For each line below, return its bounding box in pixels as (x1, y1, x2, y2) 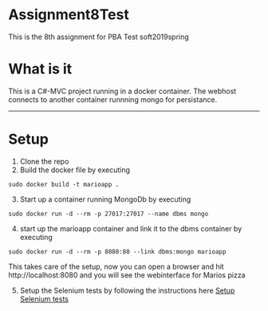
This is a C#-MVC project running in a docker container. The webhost (8, 86, 237, 96)
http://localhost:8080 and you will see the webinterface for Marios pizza (8, 270, 246, 280)
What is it (8, 60, 73, 78)
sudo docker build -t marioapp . (8, 180, 120, 188)
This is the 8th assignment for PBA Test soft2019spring (8, 32, 189, 41)
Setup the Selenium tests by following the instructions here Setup (19, 285, 235, 295)
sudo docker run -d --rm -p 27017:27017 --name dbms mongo (8, 210, 209, 218)
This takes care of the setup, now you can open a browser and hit (8, 262, 225, 271)
